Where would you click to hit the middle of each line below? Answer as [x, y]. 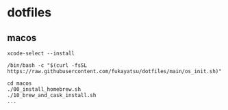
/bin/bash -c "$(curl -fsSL [47, 66]
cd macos [20, 83]
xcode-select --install [41, 53]
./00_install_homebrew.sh [44, 90]
